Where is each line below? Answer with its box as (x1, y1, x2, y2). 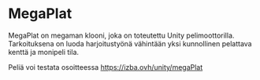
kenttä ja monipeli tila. (8, 47, 80, 56)
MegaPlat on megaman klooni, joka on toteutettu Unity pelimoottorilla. (8, 31, 235, 40)
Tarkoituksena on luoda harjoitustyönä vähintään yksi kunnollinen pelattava (8, 38, 252, 48)
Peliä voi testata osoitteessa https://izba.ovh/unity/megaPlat (8, 62, 203, 71)
